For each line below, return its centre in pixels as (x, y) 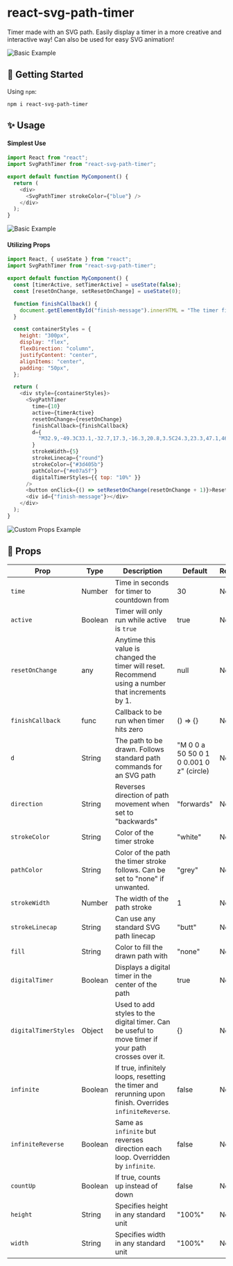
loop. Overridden (143, 1157)
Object (92, 1031)
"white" (189, 837)
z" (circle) (193, 771)
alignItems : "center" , (52, 361)
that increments (140, 692)
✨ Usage (26, 125)
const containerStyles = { (52, 329)
